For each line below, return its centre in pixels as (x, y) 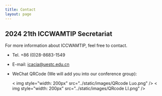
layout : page (18, 14)
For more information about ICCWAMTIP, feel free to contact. (66, 46)
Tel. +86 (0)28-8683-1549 (39, 55)
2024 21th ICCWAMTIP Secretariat (59, 34)
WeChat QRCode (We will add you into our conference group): (74, 74)
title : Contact (20, 10)
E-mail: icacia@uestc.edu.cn (41, 64)
